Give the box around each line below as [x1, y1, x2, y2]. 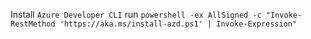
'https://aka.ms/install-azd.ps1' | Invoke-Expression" [59, 19, 298, 29]
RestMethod [10, 19, 56, 29]
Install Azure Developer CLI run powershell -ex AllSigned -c [10, 9, 262, 20]
